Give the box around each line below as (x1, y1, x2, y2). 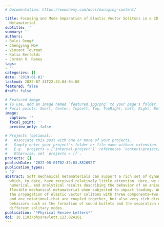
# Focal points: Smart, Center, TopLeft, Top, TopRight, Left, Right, (5, 106, 152, 111)
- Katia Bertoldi (5, 52, 41, 57)
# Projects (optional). (5, 133, 54, 138)
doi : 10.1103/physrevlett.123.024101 (5, 215, 82, 220)
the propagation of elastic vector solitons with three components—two (9, 192, 159, 197)
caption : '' (9, 115, 34, 120)
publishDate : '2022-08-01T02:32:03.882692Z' (5, 160, 97, 165)
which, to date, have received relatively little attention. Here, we (9, 178, 156, 183)
